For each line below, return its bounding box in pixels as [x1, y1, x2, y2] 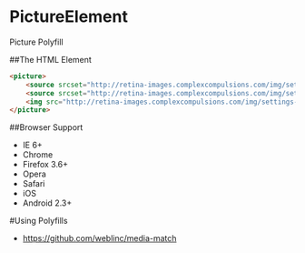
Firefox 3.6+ [22, 159, 69, 170]
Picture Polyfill [9, 36, 64, 47]
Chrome [22, 149, 54, 160]
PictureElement [9, 6, 129, 27]
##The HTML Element [9, 54, 93, 65]
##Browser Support [9, 122, 84, 133]
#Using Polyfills [9, 216, 68, 227]
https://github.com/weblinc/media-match [22, 233, 177, 244]
